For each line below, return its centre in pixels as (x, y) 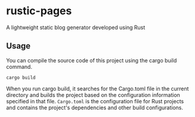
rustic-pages (39, 11)
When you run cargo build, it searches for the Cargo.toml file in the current (97, 88)
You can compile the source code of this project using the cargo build (92, 60)
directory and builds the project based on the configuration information (93, 95)
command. (19, 67)
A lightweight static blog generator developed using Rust (76, 27)
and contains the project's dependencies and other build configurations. (95, 107)
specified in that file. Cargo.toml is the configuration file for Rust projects (95, 101)
